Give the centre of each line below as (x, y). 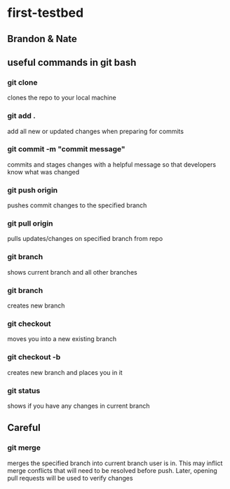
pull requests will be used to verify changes (70, 478)
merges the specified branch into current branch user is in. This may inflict (115, 463)
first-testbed (46, 13)
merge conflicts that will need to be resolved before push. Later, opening (112, 470)
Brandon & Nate (42, 39)
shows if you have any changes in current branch (79, 406)
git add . (22, 116)
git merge (24, 448)
